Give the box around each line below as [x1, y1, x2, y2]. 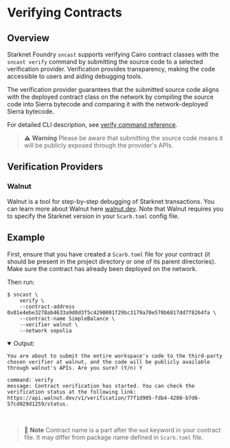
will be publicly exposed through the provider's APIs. [23, 141, 174, 149]
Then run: [7, 278, 35, 286]
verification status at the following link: [7, 388, 137, 395]
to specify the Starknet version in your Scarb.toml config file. [7, 211, 180, 220]
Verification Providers [7, 161, 104, 173]
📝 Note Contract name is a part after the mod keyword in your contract [23, 425, 221, 434]
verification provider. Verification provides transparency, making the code [7, 65, 216, 73]
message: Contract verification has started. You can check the [7, 382, 195, 389]
